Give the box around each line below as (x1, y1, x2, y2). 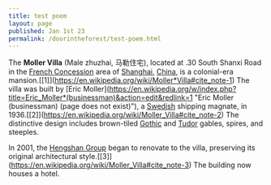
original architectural (8, 152, 78, 161)
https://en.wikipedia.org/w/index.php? (109, 84, 237, 94)
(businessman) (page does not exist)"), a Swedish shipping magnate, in (8, 101, 247, 111)
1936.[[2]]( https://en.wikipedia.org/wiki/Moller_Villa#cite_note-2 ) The (8, 110, 239, 120)
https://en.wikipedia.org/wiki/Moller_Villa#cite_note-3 (11, 160, 189, 170)
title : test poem (8, 11, 67, 20)
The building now (193, 160, 252, 170)
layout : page (8, 19, 53, 28)
